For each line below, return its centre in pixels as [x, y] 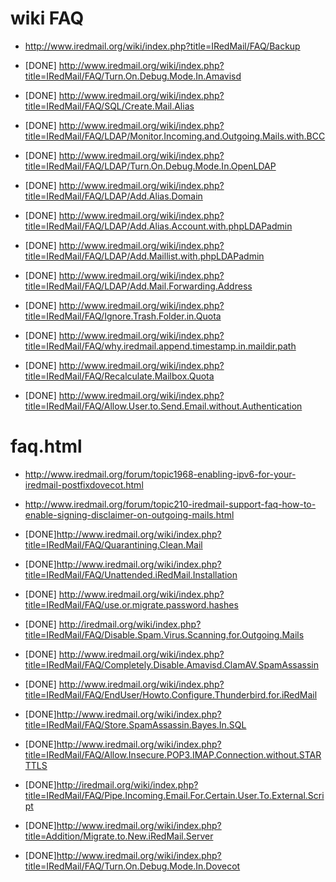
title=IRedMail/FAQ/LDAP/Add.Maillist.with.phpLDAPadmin [144, 256]
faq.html [46, 446]
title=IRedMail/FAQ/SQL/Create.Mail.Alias [109, 106]
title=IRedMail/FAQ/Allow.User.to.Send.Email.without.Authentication [163, 406]
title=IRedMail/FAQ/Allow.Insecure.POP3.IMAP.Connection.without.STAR [173, 754]
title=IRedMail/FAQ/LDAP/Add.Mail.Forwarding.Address [138, 286]
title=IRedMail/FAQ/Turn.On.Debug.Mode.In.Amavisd [133, 76]
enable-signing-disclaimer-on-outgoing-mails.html [129, 514]
